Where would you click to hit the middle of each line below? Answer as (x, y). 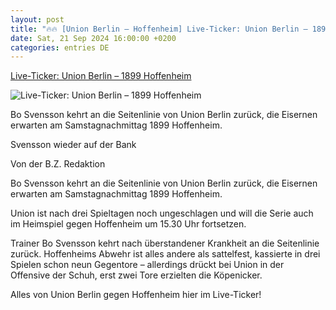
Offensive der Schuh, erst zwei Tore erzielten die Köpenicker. (136, 275)
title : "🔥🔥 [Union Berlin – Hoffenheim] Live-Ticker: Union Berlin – (159, 29)
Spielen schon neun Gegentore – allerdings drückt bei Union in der (147, 265)
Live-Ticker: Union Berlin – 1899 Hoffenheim (101, 76)
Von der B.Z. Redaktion (58, 164)
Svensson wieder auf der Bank (73, 145)
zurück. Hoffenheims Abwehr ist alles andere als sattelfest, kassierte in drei (165, 254)
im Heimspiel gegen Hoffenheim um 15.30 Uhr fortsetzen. (128, 224)
